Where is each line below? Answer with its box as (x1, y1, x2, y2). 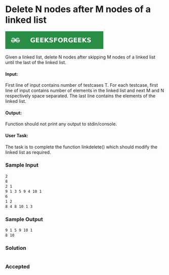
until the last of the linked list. (5, 59, 67, 65)
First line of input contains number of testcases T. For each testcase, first (5, 82, 158, 88)
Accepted (5, 263, 30, 270)
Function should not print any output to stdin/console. (5, 121, 117, 127)
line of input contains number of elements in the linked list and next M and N (5, 87, 164, 94)
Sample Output (5, 215, 43, 223)
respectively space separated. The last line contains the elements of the (5, 93, 156, 99)
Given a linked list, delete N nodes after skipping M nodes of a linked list (5, 54, 156, 60)
